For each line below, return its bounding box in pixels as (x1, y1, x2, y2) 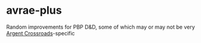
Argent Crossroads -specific (6, 29, 75, 36)
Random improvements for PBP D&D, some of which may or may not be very (6, 23, 195, 30)
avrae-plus (6, 4, 62, 17)
